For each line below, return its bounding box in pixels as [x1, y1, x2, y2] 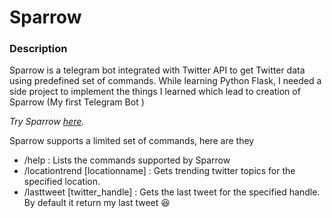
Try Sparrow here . [9, 116, 85, 128]
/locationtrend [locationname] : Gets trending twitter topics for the [23, 165, 296, 177]
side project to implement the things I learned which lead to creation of [9, 86, 301, 98]
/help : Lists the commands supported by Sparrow [23, 154, 231, 166]
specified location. [23, 176, 101, 188]
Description [9, 42, 68, 56]
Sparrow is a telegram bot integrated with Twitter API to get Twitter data [9, 64, 306, 76]
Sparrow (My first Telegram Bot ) [9, 96, 145, 108]
